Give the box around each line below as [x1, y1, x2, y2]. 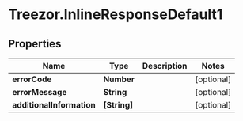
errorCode [12, 74, 52, 85]
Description [142, 61, 188, 71]
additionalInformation [12, 100, 97, 110]
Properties [8, 37, 62, 51]
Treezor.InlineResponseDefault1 [8, 6, 223, 24]
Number [103, 74, 135, 85]
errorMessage [12, 87, 67, 97]
